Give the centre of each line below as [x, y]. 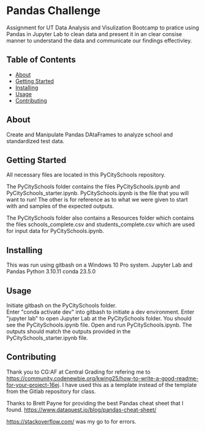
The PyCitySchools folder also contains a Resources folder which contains [100, 218]
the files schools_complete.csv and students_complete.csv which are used [101, 224]
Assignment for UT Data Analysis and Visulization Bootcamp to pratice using [103, 28]
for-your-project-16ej [33, 385]
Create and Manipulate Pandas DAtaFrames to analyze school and [90, 134]
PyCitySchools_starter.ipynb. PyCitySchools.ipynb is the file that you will [98, 193]
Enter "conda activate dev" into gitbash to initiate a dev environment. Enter [100, 312]
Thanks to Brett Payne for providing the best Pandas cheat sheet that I [95, 403]
